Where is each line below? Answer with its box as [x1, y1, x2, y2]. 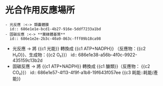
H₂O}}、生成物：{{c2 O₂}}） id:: [12, 52, 78, 58]
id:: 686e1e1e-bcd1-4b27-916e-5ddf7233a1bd [9, 26, 101, 31]
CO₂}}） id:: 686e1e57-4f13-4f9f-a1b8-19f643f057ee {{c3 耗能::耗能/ [12, 69, 154, 75]
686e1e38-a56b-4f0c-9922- [78, 52, 138, 58]
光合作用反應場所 [5, 4, 76, 16]
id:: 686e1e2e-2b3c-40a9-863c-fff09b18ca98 [9, 36, 101, 41]
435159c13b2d [12, 57, 43, 63]
